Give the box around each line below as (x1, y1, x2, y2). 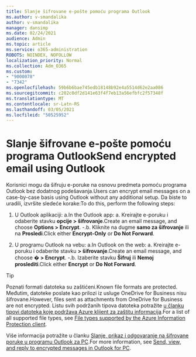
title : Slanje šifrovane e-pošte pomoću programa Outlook (6, 8, 150, 15)
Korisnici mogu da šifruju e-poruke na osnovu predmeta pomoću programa (6, 181, 187, 188)
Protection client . (6, 321, 47, 328)
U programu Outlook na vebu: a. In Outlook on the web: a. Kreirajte (14, 241, 174, 249)
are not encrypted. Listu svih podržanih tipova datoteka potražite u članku (6, 302, 184, 309)
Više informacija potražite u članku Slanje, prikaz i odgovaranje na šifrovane (6, 332, 189, 339)
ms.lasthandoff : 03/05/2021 (6, 107, 75, 112)
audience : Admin (6, 36, 46, 42)
